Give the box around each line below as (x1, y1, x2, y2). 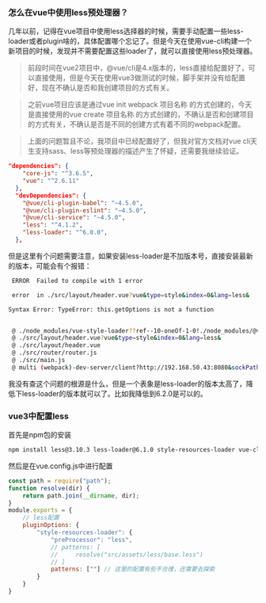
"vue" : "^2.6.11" (22, 177, 80, 185)
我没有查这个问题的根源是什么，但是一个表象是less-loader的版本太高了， (8, 379, 247, 388)
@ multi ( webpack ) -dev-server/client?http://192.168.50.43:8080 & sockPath (11, 363, 260, 372)
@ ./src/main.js (11, 357, 66, 364)
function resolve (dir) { (8, 484, 90, 492)
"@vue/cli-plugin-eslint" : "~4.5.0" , (22, 206, 147, 215)
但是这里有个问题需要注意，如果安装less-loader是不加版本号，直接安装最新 (8, 251, 253, 261)
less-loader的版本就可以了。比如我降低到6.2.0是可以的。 (21, 388, 207, 398)
